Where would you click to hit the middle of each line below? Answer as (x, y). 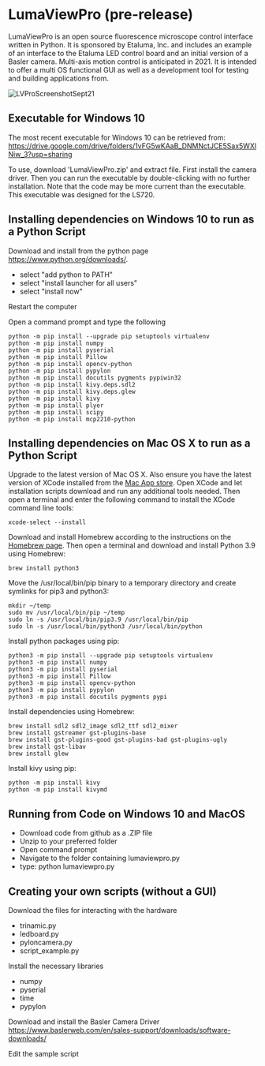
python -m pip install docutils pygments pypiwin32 (95, 378)
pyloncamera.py (46, 942)
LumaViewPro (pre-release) (101, 15)
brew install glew (38, 754)
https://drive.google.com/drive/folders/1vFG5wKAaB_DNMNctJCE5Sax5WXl (132, 146)
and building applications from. (58, 78)
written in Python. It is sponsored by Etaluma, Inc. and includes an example (130, 44)
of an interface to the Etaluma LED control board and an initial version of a (128, 53)
